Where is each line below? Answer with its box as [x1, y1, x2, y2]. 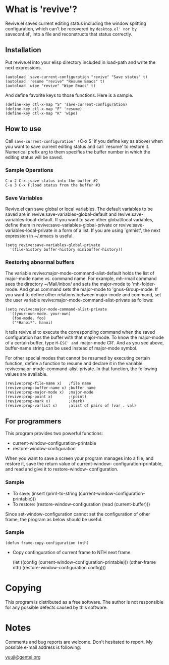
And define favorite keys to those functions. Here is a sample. [5, 92, 134, 98]
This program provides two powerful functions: [5, 431, 103, 437]
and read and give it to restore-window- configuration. [5, 466, 119, 472]
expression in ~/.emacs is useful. [5, 233, 74, 239]
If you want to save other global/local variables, [54, 217, 154, 223]
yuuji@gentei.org [5, 654, 41, 660]
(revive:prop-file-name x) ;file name [5, 381, 92, 386]
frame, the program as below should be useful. [5, 516, 103, 522]
